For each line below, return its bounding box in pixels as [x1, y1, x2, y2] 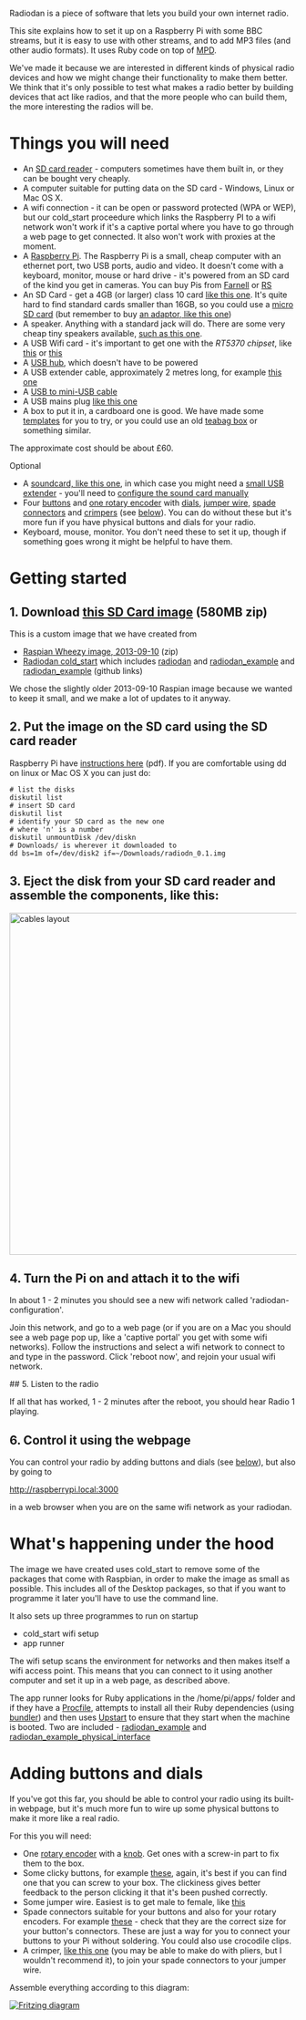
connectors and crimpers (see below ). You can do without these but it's [22, 506, 292, 518]
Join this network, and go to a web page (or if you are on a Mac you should [9, 1322, 291, 1333]
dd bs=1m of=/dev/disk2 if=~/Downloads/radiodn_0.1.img [9, 848, 226, 858]
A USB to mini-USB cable [22, 386, 118, 397]
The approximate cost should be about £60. [9, 442, 174, 453]
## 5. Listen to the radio [9, 1379, 99, 1390]
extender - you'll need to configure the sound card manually [22, 487, 249, 498]
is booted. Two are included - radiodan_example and [9, 1722, 207, 1733]
